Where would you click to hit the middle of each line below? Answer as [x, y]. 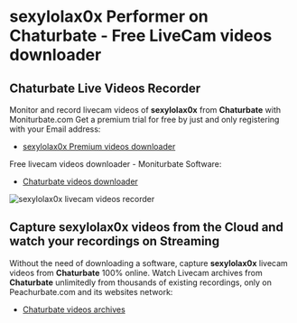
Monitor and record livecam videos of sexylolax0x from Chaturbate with [145, 110]
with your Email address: [55, 129]
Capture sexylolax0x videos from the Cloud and [147, 227]
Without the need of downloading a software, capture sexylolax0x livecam [149, 263]
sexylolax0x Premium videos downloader [99, 147]
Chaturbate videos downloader [80, 181]
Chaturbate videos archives [74, 309]
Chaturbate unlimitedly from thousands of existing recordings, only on [141, 282]
